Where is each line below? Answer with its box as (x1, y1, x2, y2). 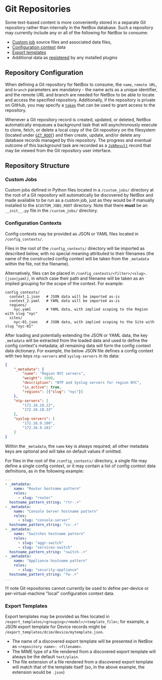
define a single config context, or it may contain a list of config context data (5, 463, 156, 469)
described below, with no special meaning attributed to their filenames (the (5, 251, 154, 256)
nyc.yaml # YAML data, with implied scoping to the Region (14, 307, 148, 312)
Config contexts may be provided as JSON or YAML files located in (5, 231, 139, 237)
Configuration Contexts (5, 220, 62, 226)
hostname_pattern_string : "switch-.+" (9, 549, 88, 554)
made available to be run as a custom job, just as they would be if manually (5, 197, 155, 203)
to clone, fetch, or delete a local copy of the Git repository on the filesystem (5, 127, 156, 133)
